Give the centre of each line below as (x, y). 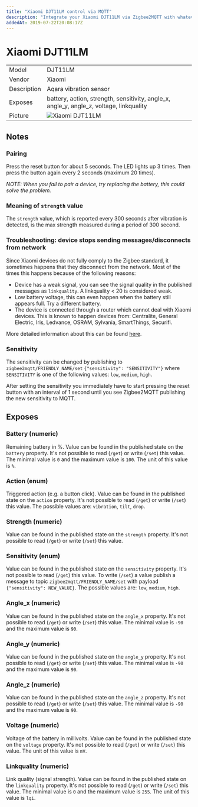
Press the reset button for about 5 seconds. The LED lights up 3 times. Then (98, 166)
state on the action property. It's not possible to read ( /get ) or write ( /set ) (96, 500)
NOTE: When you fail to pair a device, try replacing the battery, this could (95, 184)
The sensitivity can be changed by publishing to (64, 362)
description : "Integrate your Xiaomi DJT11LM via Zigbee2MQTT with (91, 17)
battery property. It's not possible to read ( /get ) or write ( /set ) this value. (95, 453)
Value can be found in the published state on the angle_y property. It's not (96, 657)
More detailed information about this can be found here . (74, 333)
